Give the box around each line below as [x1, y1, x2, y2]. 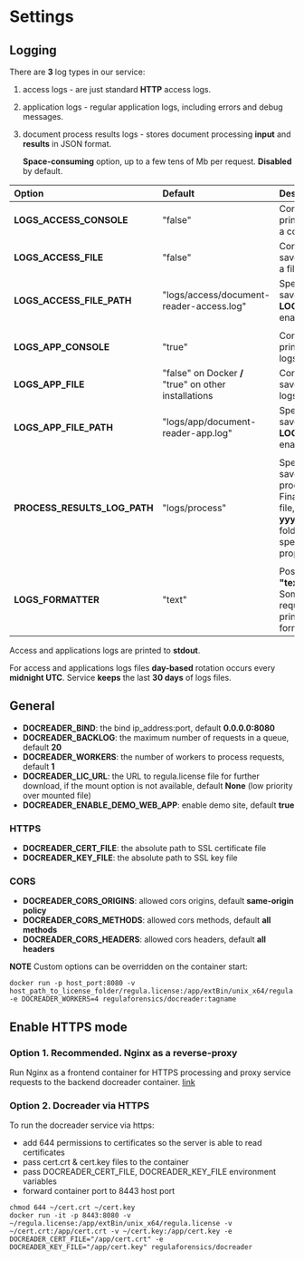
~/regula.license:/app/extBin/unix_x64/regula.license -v [9, 1219, 233, 1228]
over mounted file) [22, 790, 92, 800]
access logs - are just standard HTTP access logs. [22, 84, 212, 94]
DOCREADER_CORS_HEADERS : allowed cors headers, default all [22, 934, 267, 945]
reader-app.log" [162, 427, 233, 439]
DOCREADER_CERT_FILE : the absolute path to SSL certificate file [22, 843, 267, 854]
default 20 [22, 742, 62, 752]
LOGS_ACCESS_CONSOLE [14, 214, 128, 226]
